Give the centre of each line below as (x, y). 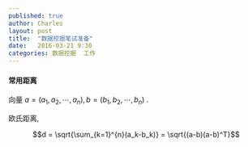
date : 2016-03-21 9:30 (50, 46)
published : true (36, 16)
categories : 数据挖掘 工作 (52, 53)
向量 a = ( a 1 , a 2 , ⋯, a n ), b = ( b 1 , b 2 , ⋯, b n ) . (79, 100)
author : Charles (36, 23)
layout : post (30, 31)
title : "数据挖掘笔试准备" (51, 38)
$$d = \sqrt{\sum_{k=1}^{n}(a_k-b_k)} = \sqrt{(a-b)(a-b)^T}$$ (136, 134)
